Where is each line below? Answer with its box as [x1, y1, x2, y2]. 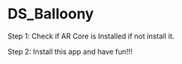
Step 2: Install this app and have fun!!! [7, 46, 133, 56]
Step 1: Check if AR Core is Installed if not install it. [7, 31, 175, 41]
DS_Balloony [7, 5, 94, 23]
